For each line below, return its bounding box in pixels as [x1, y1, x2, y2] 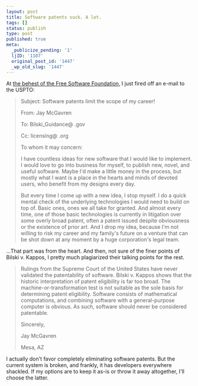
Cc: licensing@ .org [20, 132, 69, 139]
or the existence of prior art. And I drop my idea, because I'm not [20, 224, 179, 231]
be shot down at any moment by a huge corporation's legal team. [20, 236, 180, 243]
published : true [6, 36, 46, 42]
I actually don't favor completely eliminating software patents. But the [6, 355, 176, 362]
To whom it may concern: [20, 143, 83, 151]
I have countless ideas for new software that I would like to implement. [20, 155, 192, 162]
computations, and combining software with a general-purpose [20, 297, 175, 304]
